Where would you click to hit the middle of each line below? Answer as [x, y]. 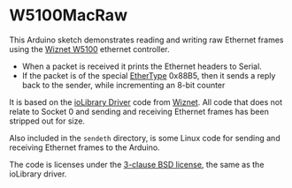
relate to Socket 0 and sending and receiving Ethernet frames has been [139, 111]
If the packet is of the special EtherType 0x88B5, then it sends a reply [149, 75]
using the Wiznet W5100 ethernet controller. [89, 49]
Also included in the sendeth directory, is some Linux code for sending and [145, 138]
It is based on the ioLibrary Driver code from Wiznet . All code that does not [146, 102]
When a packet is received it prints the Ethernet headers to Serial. [142, 66]
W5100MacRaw [69, 15]
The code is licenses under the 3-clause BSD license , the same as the [137, 164]
